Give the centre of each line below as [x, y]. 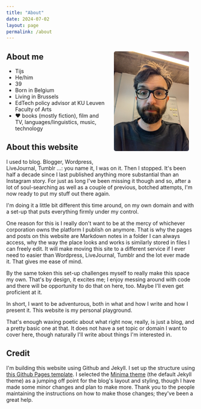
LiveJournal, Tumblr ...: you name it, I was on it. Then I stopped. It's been [96, 168]
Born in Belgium [34, 91]
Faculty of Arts [33, 109]
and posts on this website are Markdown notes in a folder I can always [93, 236]
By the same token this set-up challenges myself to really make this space [98, 273]
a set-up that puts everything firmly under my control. [73, 211]
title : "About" [25, 13]
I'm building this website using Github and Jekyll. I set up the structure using [100, 368]
